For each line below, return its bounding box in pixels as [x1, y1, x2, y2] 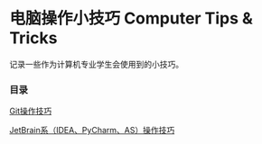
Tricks [9, 28, 58, 49]
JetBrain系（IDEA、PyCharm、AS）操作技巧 [9, 125, 175, 136]
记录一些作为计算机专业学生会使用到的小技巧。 [9, 58, 183, 69]
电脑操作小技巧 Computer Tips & [9, 8, 253, 29]
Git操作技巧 [9, 105, 52, 117]
